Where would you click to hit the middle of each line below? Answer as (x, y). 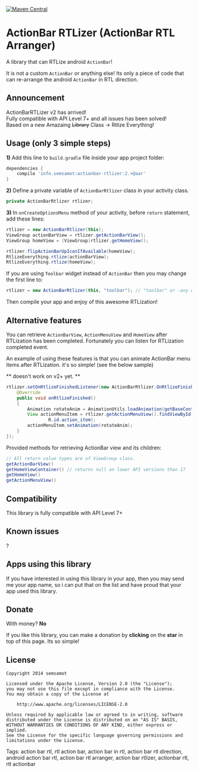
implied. (17, 730)
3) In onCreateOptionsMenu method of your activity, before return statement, (98, 213)
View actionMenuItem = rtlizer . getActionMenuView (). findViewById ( (110, 415)
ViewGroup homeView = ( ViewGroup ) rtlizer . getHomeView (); (77, 241)
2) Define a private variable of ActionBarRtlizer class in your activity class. (98, 190)
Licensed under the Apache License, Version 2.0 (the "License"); (89, 684)
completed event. (27, 347)
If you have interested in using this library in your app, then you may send (95, 579)
